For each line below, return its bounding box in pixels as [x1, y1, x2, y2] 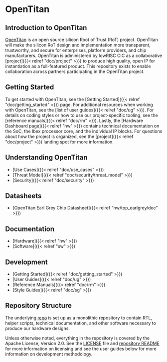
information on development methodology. [5, 351, 93, 357]
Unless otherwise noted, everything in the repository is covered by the [5, 335, 150, 341]
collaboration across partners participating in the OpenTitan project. [5, 68, 145, 74]
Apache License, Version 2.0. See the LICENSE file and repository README [5, 340, 160, 346]
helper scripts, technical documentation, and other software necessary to [5, 320, 156, 326]
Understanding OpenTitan [5, 153, 88, 162]
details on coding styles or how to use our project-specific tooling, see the [5, 112, 158, 118]
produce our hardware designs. [5, 325, 70, 331]
